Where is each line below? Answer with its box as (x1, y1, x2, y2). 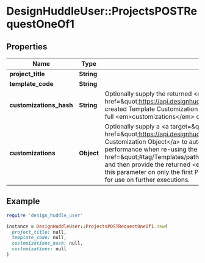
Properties (6, 41, 48, 52)
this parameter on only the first (104, 168, 193, 176)
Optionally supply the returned (104, 89, 192, 98)
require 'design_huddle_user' (6, 212, 84, 219)
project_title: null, (12, 229, 67, 235)
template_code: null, (12, 234, 67, 241)
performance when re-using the (104, 145, 198, 153)
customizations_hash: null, (12, 240, 84, 247)
